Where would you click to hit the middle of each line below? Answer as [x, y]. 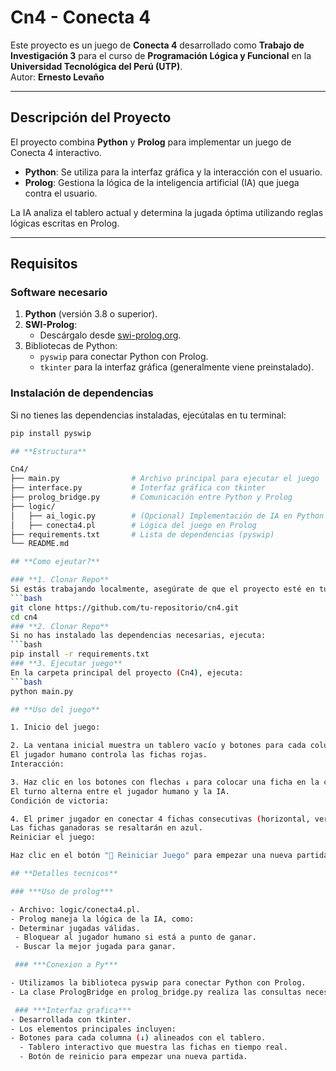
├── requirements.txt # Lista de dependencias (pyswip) [142, 534]
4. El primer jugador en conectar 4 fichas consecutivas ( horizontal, [160, 819]
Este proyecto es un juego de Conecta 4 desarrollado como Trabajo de [157, 45]
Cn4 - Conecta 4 [81, 17]
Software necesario [59, 293]
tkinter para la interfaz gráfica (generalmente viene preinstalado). [177, 367]
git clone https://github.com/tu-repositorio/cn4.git [125, 607]
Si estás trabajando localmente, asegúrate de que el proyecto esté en [162, 589]
